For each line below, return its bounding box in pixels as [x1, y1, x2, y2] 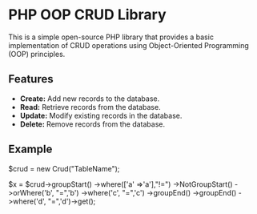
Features [8, 72, 54, 86]
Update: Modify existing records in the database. [19, 111, 183, 120]
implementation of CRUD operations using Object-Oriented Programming [8, 40, 250, 50]
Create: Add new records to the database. [19, 94, 160, 103]
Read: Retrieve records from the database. [19, 102, 162, 111]
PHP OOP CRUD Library [8, 6, 167, 24]
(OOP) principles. [8, 49, 66, 59]
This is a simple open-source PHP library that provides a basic [8, 32, 215, 42]
